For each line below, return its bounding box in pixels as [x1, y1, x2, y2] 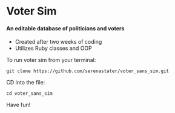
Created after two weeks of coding [15, 38, 102, 46]
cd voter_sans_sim [6, 91, 53, 97]
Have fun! [6, 101, 31, 109]
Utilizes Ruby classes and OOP [15, 44, 92, 52]
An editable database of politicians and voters [6, 24, 125, 32]
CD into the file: [6, 79, 45, 86]
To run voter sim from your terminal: [6, 56, 96, 64]
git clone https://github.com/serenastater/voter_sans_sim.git [6, 68, 170, 74]
